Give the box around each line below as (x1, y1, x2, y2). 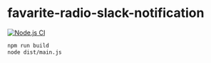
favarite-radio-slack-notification (7, 5, 205, 21)
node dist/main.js (7, 48, 62, 56)
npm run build (7, 42, 50, 49)
